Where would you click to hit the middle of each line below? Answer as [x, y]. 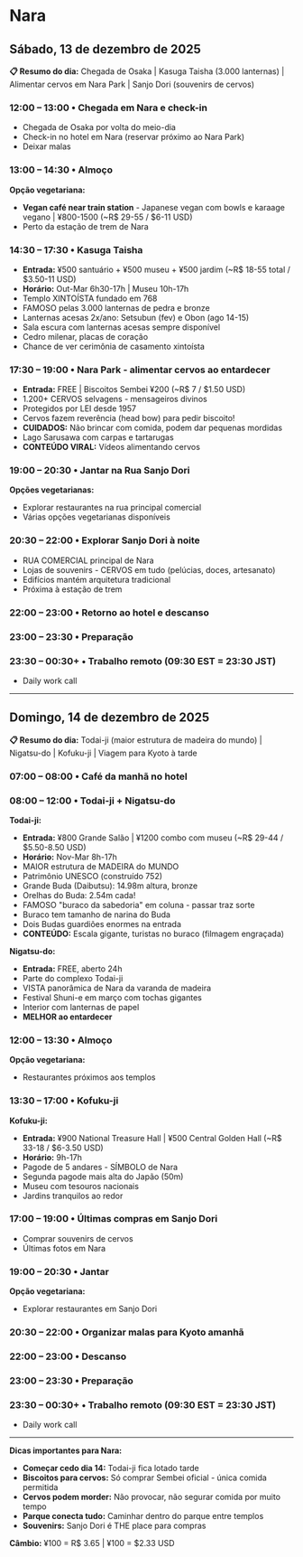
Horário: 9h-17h [52, 1157]
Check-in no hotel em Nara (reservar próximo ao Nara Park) [133, 137]
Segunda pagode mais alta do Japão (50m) [103, 1177]
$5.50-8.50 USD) [54, 847]
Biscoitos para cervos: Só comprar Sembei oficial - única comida [145, 1477]
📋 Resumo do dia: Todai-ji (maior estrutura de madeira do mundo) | [136, 740]
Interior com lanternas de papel [81, 1007]
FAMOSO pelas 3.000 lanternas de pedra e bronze [116, 307]
